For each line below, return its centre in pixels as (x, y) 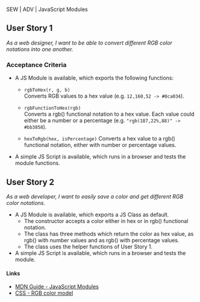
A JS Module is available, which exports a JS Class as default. (92, 215)
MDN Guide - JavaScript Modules (57, 287)
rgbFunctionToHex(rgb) (52, 109)
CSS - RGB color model (44, 293)
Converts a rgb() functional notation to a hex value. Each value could (109, 114)
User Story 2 (30, 182)
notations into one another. (40, 49)
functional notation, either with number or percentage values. (100, 145)
